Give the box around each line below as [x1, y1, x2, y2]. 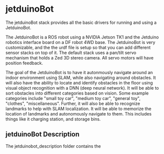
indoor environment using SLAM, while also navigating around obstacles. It [5, 75, 156, 80]
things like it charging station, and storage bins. [5, 116, 101, 122]
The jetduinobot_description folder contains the [5, 143, 101, 149]
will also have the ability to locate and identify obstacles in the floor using [5, 79, 153, 86]
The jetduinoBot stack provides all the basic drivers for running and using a [5, 19, 157, 25]
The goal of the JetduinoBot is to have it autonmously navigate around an [5, 69, 153, 75]
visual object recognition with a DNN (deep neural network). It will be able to [5, 85, 159, 91]
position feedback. [5, 60, 43, 66]
